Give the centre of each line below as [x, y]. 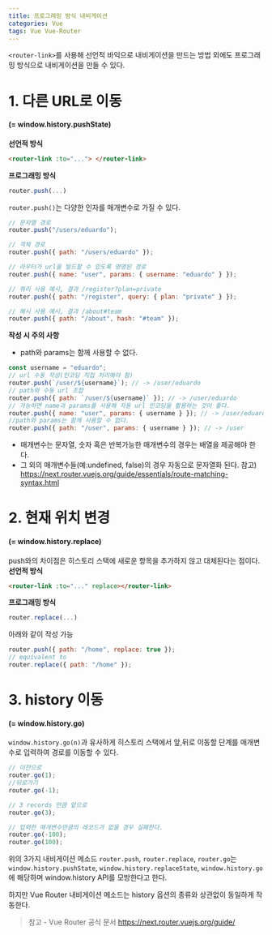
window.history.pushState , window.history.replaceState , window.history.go [136, 868]
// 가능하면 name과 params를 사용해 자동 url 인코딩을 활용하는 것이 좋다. [119, 405]
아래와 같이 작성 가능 [41, 634]
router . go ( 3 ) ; [32, 813]
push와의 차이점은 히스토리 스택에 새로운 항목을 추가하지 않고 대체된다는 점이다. [134, 560]
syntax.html [40, 483]
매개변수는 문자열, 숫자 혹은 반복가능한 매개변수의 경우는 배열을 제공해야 [134, 445]
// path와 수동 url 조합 [46, 390]
